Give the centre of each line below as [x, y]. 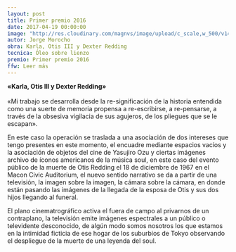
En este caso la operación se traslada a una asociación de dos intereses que [118, 137]
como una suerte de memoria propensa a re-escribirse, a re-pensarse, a [112, 108]
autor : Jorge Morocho [39, 40]
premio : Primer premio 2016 [48, 60]
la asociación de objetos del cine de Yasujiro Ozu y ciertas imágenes [106, 152]
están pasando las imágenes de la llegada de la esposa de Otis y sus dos [113, 189]
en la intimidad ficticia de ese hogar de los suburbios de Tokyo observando [116, 233]
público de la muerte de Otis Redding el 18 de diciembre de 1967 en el [108, 167]
